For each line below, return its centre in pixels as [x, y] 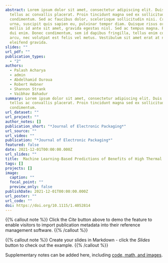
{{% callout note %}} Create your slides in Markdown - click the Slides [77, 240]
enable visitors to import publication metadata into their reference [73, 225]
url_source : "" [21, 131]
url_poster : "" [21, 196]
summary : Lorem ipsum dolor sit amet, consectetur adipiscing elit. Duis [84, 98]
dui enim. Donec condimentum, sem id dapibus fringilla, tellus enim [83, 33]
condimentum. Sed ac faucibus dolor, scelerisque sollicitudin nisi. [83, 19]
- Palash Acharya [28, 71]
